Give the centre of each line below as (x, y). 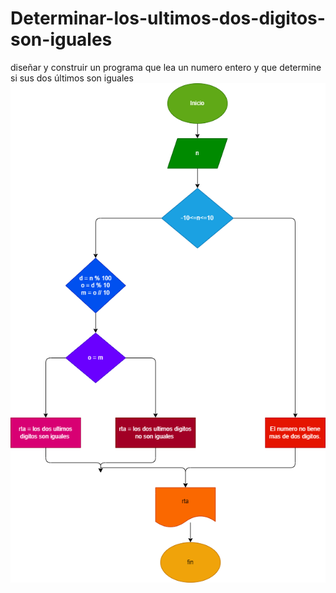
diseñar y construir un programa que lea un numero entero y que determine (166, 67)
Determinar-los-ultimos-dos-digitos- (168, 18)
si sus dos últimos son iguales (72, 78)
